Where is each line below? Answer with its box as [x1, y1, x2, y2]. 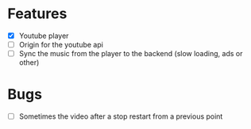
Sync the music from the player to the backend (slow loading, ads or [18, 49, 243, 59]
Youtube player [18, 31, 69, 40]
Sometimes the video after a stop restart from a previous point [18, 112, 223, 121]
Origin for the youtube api [18, 40, 104, 49]
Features [7, 5, 68, 23]
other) [18, 58, 40, 67]
